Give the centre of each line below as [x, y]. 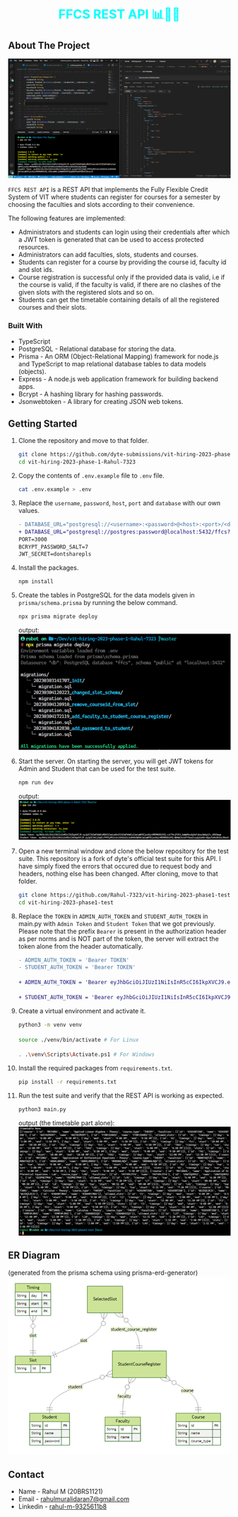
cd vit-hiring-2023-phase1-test [66, 902]
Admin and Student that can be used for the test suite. [97, 769]
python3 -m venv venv [50, 1025]
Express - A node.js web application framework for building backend [118, 379]
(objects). [32, 371]
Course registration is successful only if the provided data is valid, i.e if [121, 277]
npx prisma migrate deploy [58, 617]
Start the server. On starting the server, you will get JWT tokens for [116, 761]
